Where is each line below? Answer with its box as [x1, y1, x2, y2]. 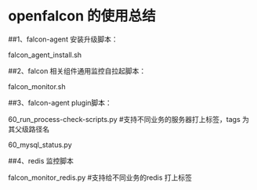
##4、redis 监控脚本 [8, 156, 74, 165]
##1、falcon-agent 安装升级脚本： [8, 34, 119, 44]
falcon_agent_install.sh [8, 50, 82, 59]
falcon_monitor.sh [8, 81, 66, 91]
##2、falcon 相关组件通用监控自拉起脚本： [8, 66, 147, 75]
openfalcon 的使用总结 [8, 7, 157, 25]
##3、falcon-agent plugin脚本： [8, 98, 112, 107]
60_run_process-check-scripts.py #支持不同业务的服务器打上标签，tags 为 [8, 114, 249, 124]
